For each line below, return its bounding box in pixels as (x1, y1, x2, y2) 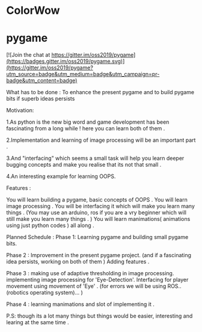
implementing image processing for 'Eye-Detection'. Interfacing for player (6, 276, 189, 284)
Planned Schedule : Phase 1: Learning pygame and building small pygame (6, 234, 189, 241)
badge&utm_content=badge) (6, 77, 78, 85)
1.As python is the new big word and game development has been (6, 118, 170, 126)
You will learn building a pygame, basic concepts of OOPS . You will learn (6, 196, 188, 203)
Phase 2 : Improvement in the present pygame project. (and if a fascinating (6, 252, 191, 259)
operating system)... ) (29, 289, 83, 296)
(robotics (6, 289, 29, 296)
